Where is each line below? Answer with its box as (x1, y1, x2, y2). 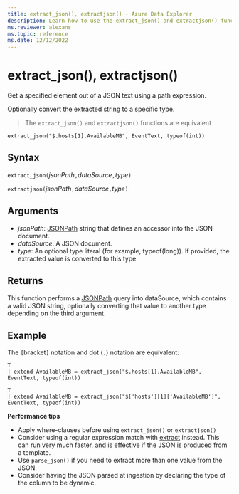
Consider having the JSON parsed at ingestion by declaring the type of (17, 471, 226, 480)
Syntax (7, 152, 40, 164)
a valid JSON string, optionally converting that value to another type (7, 301, 206, 310)
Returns (7, 275, 44, 287)
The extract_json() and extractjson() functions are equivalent (24, 119, 212, 127)
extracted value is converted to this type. (17, 254, 139, 263)
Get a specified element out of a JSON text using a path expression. (7, 91, 207, 100)
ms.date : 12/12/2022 (7, 37, 69, 44)
